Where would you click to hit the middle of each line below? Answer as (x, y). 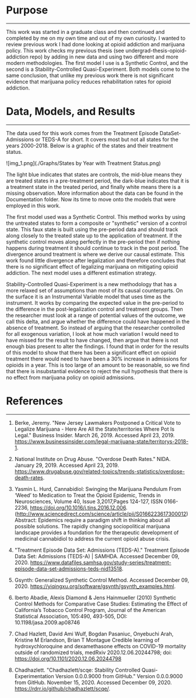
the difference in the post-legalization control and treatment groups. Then (94, 309)
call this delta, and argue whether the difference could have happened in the (98, 321)
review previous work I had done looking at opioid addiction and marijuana (95, 44)
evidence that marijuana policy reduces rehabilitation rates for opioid (89, 81)
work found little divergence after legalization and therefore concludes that (96, 260)
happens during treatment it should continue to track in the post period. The (97, 248)
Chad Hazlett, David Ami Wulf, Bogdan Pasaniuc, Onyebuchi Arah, (94, 634)
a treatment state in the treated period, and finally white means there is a (93, 187)
